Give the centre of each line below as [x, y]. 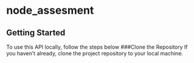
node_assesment [50, 10]
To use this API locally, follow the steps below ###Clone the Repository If [97, 47]
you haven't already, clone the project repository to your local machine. [95, 53]
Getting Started [36, 33]
